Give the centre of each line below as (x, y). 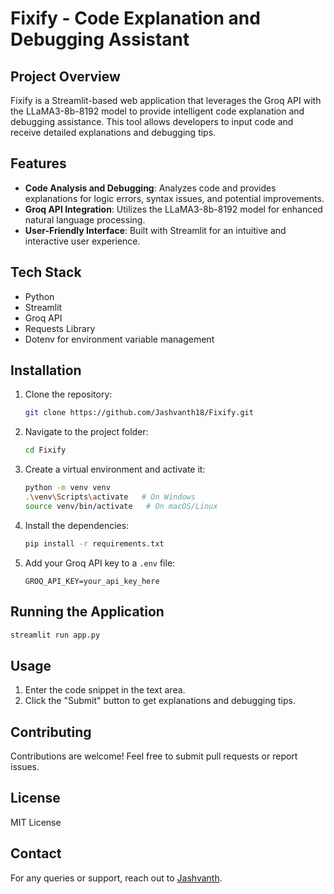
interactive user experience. (82, 241)
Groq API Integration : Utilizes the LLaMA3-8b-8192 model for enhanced (173, 209)
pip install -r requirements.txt (94, 543)
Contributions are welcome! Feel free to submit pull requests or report (154, 756)
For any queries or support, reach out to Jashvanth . (116, 878)
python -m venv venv (67, 488)
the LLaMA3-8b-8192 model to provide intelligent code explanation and (157, 111)
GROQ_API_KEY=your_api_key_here (92, 581)
